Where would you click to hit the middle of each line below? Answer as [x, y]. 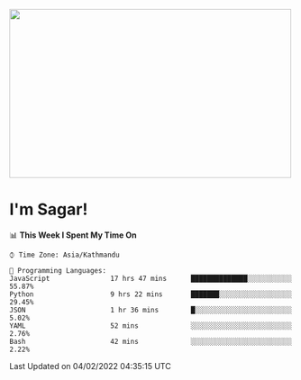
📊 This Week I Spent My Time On [73, 235]
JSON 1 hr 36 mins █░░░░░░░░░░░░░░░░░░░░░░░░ [151, 310]
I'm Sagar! [49, 209]
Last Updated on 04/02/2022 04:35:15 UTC [90, 366]
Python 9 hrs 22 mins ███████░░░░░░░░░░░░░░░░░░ [151, 294]
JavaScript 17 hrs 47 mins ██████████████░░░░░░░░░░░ [151, 278]
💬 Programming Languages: [58, 270]
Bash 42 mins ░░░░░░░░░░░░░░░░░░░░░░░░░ [151, 341]
